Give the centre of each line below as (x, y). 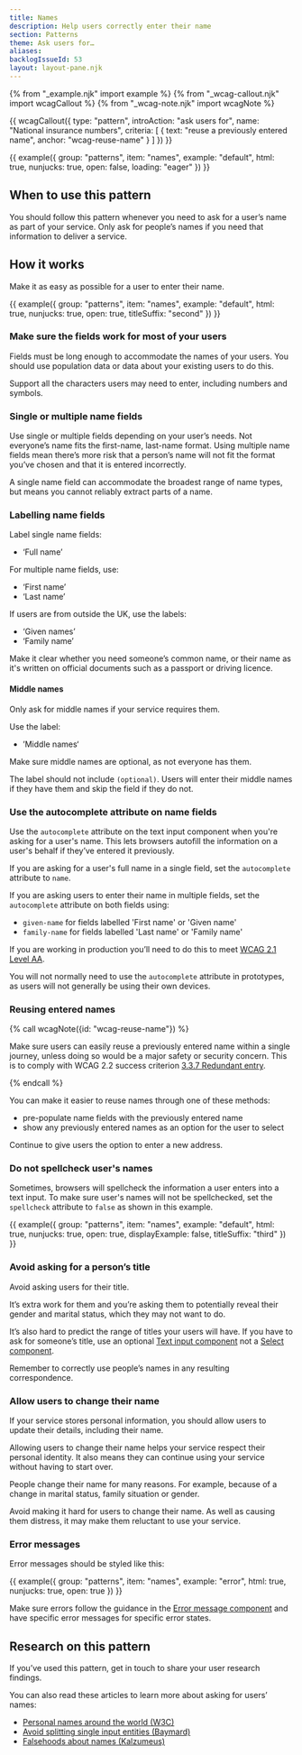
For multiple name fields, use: (64, 570)
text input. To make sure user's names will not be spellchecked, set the (141, 1198)
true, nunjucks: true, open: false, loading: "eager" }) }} (110, 167)
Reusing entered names (62, 1009)
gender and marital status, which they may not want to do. (118, 1314)
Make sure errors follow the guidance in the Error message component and (149, 1608)
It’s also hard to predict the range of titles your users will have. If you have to (151, 1331)
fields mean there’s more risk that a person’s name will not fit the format (142, 455)
